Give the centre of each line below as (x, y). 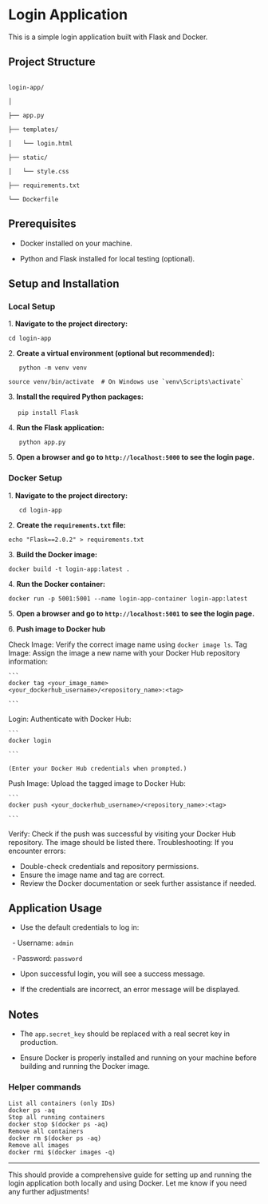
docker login (30, 740)
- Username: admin (43, 943)
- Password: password (47, 959)
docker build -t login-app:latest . (69, 569)
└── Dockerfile (33, 199)
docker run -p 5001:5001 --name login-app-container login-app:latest (128, 598)
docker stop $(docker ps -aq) (59, 1125)
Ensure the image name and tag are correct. (92, 875)
